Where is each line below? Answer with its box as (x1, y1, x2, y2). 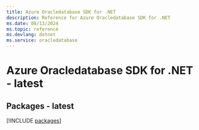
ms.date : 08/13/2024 (6, 20, 59, 26)
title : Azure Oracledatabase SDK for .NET (6, 9, 116, 15)
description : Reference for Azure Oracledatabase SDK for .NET (6, 15, 171, 21)
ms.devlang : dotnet (6, 32, 56, 38)
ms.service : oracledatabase (6, 37, 78, 43)
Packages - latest (6, 101, 74, 111)
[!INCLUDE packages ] (6, 117, 62, 124)
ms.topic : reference (6, 26, 59, 32)
